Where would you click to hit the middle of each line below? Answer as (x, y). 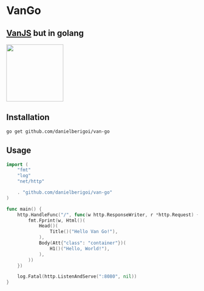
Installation (28, 117)
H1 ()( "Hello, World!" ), (80, 248)
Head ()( (49, 226)
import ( (17, 164)
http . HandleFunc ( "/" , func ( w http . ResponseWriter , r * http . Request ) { (108, 215)
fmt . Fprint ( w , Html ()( (57, 220)
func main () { (24, 209)
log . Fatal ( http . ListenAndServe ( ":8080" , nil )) (77, 277)
